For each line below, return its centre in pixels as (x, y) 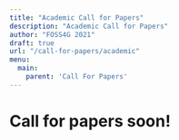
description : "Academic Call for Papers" (89, 26)
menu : (20, 60)
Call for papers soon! (90, 121)
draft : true (32, 43)
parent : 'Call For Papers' (77, 77)
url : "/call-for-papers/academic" (75, 51)
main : (28, 69)
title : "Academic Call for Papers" (77, 18)
